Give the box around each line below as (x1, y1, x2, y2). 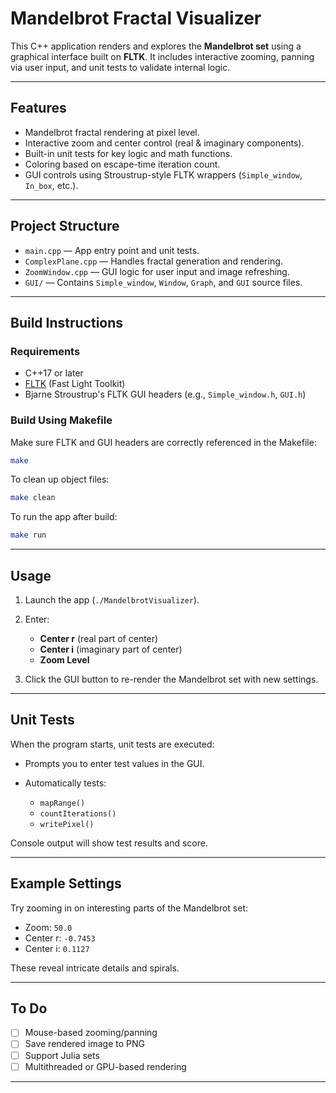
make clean (10, 493, 56, 503)
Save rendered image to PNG (24, 1038, 145, 1050)
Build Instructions (10, 314, 124, 331)
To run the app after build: (10, 511, 118, 523)
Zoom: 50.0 (24, 921, 73, 933)
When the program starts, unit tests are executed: (10, 738, 215, 750)
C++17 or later (24, 367, 84, 379)
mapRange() (39, 798, 86, 808)
